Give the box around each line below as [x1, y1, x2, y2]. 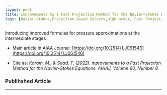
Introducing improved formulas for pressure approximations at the [5, 30, 140, 36]
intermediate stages [5, 35, 46, 41]
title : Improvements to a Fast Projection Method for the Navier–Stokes [5, 12, 159, 17]
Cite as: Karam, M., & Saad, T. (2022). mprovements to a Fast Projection [12, 60, 161, 66]
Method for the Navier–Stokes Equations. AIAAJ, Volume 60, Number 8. [12, 65, 159, 71]
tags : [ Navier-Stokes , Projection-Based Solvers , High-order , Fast [5, 16, 143, 21]
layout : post [5, 7, 32, 12]
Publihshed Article [5, 78, 51, 85]
